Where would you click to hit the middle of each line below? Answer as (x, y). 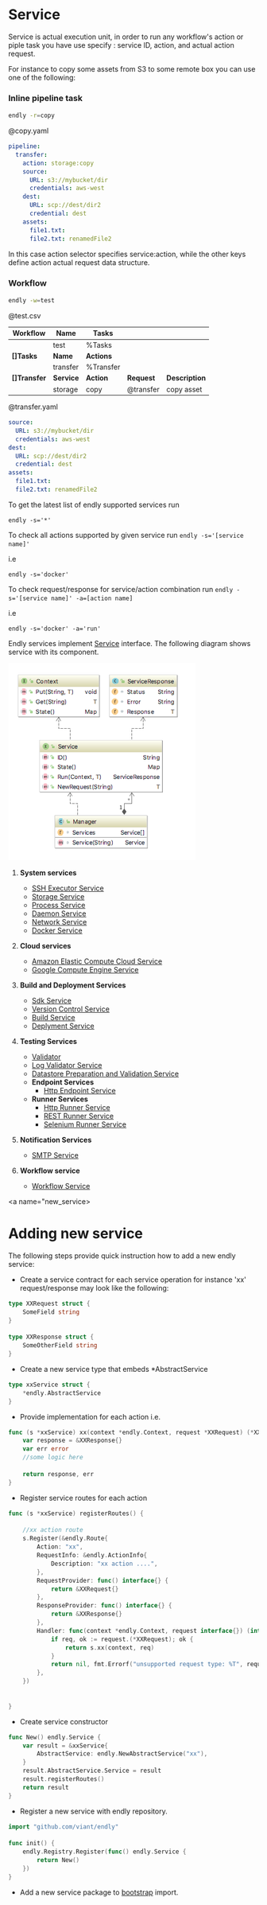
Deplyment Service (63, 1026)
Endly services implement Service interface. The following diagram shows (130, 643)
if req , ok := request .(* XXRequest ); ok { (122, 1639)
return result (46, 1787)
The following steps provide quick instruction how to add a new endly (122, 1256)
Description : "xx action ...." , (104, 1564)
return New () (58, 1860)
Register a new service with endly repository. (94, 1811)
